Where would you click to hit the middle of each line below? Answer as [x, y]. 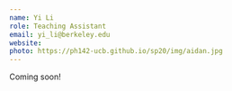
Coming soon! [35, 77]
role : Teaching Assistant [58, 26]
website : [26, 43]
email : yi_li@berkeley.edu [60, 34]
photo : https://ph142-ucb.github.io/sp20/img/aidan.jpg [116, 51]
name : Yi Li [31, 18]
